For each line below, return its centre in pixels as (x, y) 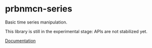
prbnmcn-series (39, 9)
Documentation (20, 41)
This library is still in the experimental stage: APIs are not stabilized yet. (76, 31)
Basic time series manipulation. (36, 22)
